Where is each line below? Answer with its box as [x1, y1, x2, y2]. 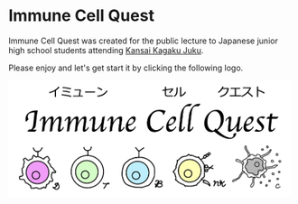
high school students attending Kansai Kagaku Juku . [8, 44, 204, 55]
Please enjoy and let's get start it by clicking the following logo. [8, 62, 244, 73]
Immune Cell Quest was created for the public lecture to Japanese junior [8, 35, 279, 46]
